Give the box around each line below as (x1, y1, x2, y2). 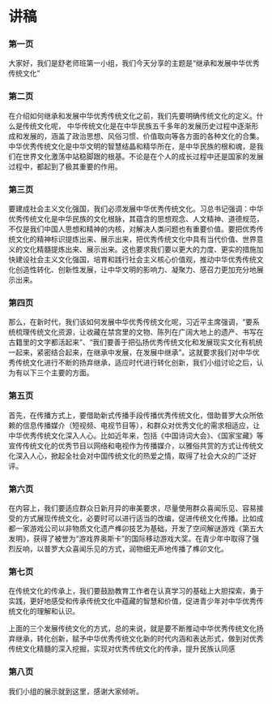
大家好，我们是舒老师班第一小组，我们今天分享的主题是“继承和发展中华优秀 (8, 58, 261, 68)
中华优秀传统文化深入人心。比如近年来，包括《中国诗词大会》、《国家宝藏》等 (8, 430, 264, 440)
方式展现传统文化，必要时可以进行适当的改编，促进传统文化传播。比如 (22, 513, 257, 523)
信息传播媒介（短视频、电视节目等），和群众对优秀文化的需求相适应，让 (22, 420, 261, 430)
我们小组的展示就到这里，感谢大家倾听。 (8, 686, 143, 696)
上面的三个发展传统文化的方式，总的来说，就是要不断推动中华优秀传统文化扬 (8, 624, 264, 633)
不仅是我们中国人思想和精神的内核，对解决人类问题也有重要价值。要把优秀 (8, 224, 257, 234)
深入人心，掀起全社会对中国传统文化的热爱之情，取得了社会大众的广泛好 (15, 451, 257, 460)
